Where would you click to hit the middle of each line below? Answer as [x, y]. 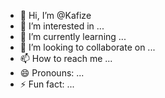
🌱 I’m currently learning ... [73, 36]
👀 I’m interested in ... [62, 26]
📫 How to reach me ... [66, 58]
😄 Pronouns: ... [52, 73]
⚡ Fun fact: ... [47, 84]
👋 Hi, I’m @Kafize [55, 15]
